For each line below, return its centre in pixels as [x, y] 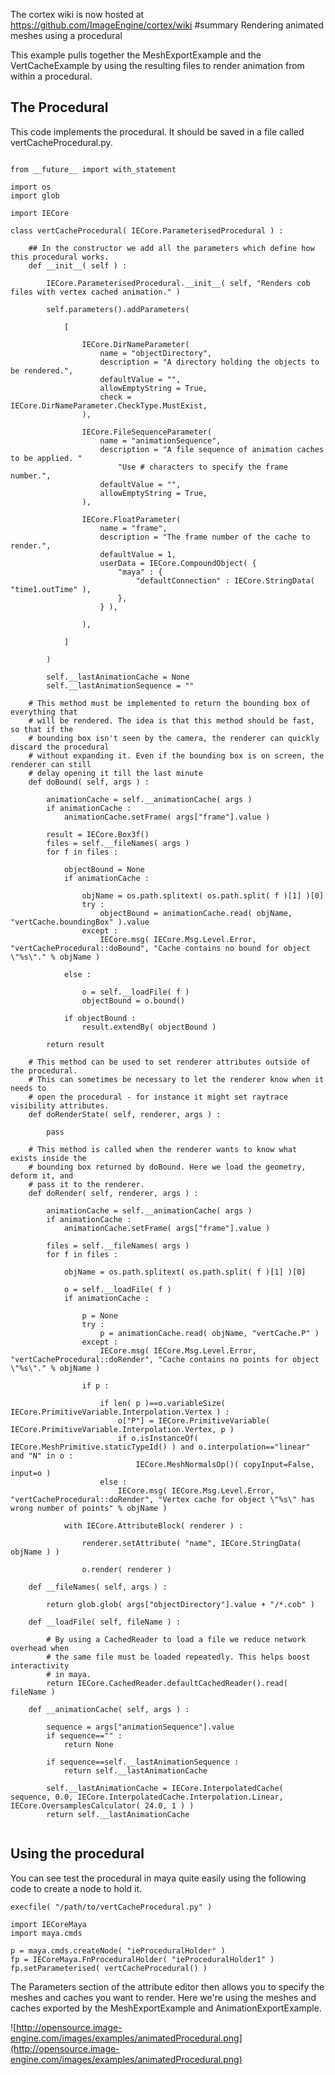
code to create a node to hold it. [76, 1888]
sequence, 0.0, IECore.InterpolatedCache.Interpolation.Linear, [147, 1797]
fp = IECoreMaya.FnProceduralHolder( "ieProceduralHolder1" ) [142, 1959]
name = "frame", [133, 528]
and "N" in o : [42, 1455]
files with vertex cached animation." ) [96, 292]
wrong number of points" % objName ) [89, 1508]
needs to [28, 1088]
